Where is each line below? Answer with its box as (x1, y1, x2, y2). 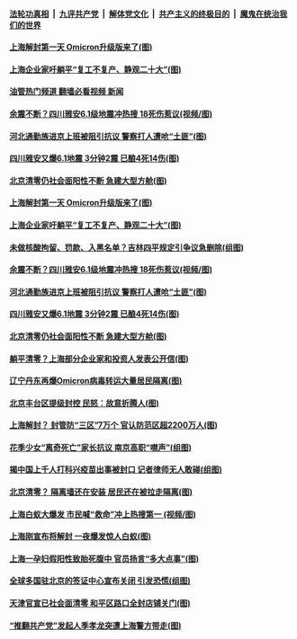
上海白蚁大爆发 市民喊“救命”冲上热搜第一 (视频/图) (9, 509, 196, 519)
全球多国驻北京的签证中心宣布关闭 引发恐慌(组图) (9, 575, 191, 586)
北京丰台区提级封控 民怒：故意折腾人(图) (9, 397, 159, 408)
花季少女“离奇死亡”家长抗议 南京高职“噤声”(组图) (9, 441, 192, 453)
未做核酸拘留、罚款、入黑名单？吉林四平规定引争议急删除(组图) (9, 242, 245, 253)
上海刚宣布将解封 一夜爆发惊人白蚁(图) (9, 531, 151, 542)
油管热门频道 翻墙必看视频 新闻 (9, 86, 124, 97)
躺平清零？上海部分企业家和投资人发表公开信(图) (9, 353, 189, 364)
